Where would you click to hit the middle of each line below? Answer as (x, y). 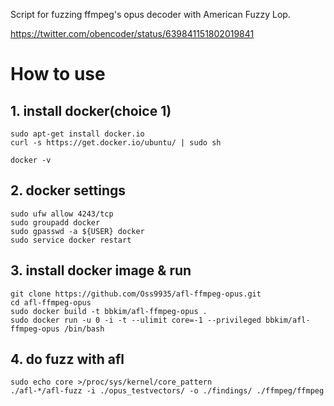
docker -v (31, 160)
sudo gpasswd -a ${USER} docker (77, 231)
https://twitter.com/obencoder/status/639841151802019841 (132, 33)
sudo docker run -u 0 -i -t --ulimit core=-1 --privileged (136, 320)
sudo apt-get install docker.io (77, 134)
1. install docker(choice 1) (91, 110)
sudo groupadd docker (55, 222)
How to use (58, 74)
